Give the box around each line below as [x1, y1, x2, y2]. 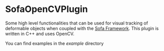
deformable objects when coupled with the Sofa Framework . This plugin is [5, 25, 159, 31]
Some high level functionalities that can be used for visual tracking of [5, 20, 148, 26]
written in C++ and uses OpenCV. [5, 30, 75, 36]
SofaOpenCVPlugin [5, 3, 88, 15]
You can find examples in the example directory [5, 40, 104, 46]
